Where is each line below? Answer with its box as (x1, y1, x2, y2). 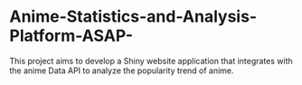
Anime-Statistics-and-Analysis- (9, 6, 258, 27)
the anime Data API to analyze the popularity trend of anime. (9, 65, 234, 76)
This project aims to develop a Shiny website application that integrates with (9, 55, 294, 66)
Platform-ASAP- (9, 25, 134, 46)
